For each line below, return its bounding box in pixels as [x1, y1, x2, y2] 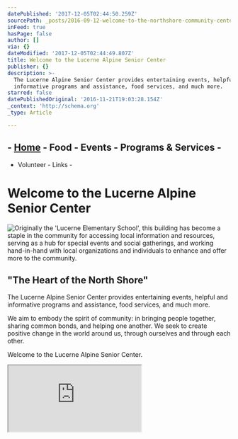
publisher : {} [7, 63, 50, 70]
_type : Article [7, 109, 52, 116]
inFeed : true [7, 23, 46, 30]
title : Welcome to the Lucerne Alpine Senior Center [7, 57, 166, 64]
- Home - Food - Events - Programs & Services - [7, 142, 222, 154]
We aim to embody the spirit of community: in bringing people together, [7, 314, 216, 323]
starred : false [7, 89, 52, 96]
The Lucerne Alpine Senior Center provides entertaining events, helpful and [7, 293, 228, 302]
